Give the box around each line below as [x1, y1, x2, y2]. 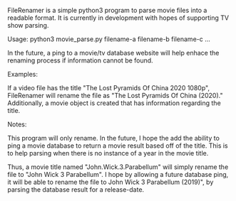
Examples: [7, 70, 38, 78]
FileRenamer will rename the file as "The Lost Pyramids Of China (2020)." [7, 92, 223, 99]
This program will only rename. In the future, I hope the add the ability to [7, 134, 220, 142]
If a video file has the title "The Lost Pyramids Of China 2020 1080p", [7, 84, 210, 92]
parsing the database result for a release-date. [7, 185, 145, 194]
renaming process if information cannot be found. [7, 56, 153, 65]
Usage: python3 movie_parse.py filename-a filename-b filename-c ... [7, 35, 210, 43]
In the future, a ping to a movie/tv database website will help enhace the [7, 49, 220, 57]
